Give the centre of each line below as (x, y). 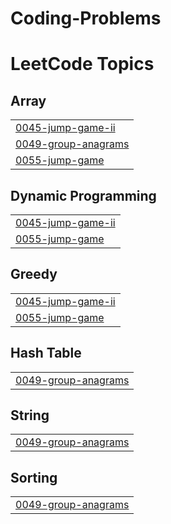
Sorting (34, 477)
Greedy (34, 274)
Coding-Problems (86, 18)
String (30, 415)
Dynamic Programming (83, 195)
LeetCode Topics (82, 64)
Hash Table (46, 353)
